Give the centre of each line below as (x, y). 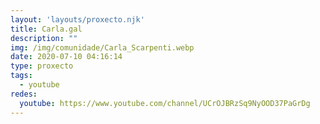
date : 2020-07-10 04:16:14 (66, 57)
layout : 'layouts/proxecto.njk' (77, 19)
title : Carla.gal (46, 29)
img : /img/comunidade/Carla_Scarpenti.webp (102, 47)
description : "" (44, 38)
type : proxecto (42, 66)
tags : (21, 76)
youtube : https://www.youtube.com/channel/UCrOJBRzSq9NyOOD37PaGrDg (165, 103)
